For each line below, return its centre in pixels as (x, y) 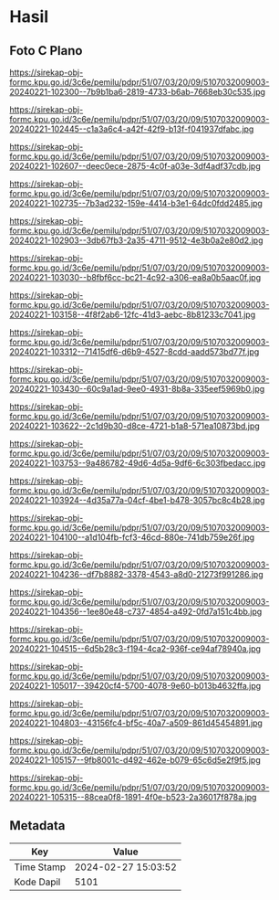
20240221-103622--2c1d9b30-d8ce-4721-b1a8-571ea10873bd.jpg (134, 426)
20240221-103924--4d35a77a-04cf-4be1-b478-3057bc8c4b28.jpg (137, 500)
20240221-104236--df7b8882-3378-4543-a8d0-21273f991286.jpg (136, 574)
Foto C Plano (46, 51)
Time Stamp (40, 867)
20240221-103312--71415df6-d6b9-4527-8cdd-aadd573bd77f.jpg (134, 352)
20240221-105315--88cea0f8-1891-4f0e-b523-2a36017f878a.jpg (133, 797)
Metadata (37, 826)
